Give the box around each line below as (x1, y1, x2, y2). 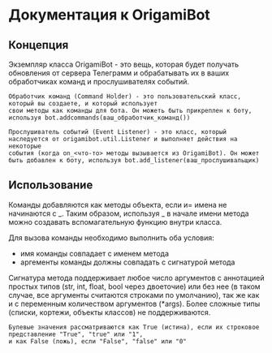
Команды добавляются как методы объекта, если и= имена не (8, 200, 227, 209)
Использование (8, 179, 93, 192)
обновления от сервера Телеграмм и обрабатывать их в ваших (8, 68, 230, 78)
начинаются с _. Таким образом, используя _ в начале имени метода (8, 209, 249, 218)
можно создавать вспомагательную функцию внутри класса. (8, 217, 222, 226)
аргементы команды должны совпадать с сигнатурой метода (19, 257, 235, 267)
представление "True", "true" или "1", (8, 330, 144, 338)
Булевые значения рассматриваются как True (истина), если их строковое (8, 323, 260, 331)
